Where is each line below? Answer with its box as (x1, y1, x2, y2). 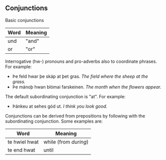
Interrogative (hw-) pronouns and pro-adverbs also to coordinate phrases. (5, 58, 158, 64)
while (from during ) (43, 138, 89, 145)
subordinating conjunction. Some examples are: (5, 118, 103, 124)
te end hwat (7, 147, 36, 154)
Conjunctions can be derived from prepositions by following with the (5, 113, 146, 119)
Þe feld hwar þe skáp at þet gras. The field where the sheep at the (12, 73, 148, 79)
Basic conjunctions (5, 17, 44, 23)
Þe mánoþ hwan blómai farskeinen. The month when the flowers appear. (12, 84, 162, 90)
